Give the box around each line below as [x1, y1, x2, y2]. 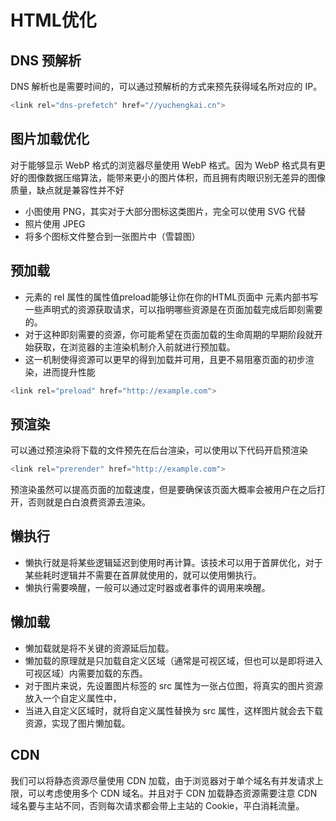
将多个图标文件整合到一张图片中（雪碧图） [24, 230, 201, 242]
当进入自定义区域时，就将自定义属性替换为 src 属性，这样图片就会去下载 [24, 704, 324, 716]
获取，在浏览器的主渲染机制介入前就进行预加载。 [33, 341, 236, 353]
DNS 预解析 [10, 52, 82, 69]
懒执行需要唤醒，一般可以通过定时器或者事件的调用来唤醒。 [24, 581, 271, 593]
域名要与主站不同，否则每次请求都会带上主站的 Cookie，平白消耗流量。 [10, 799, 305, 811]
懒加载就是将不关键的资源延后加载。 [24, 642, 175, 654]
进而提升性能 [42, 366, 96, 378]
